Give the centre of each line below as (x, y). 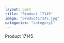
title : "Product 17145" (29, 14)
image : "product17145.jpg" (32, 18)
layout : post (18, 9)
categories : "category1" (30, 23)
